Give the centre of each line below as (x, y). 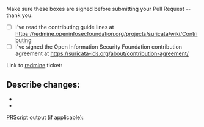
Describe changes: (43, 84)
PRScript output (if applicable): (45, 117)
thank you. (20, 15)
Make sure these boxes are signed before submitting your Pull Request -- (99, 9)
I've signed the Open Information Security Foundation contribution (98, 47)
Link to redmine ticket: (34, 66)
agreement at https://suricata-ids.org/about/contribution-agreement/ (102, 53)
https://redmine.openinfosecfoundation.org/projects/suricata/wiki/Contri (106, 34)
